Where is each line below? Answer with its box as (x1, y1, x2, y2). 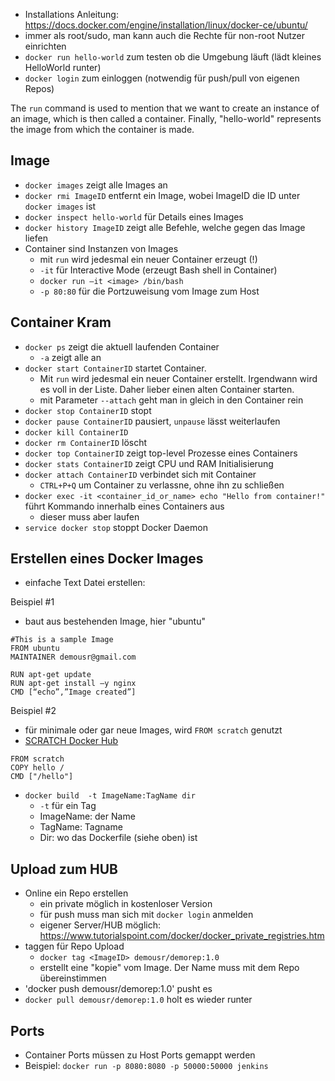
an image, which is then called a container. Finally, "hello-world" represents (10, 113, 322, 124)
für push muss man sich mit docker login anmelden (39, 909, 254, 921)
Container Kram (10, 314, 112, 331)
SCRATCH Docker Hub (24, 735, 119, 747)
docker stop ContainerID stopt (24, 404, 152, 416)
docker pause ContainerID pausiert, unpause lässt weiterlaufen (24, 415, 281, 427)
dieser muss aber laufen (39, 510, 140, 523)
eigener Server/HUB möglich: (39, 919, 162, 931)
